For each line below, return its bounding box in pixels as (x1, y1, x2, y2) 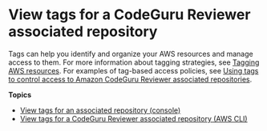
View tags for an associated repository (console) (19, 105, 181, 115)
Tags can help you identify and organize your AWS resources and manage (8, 49, 254, 58)
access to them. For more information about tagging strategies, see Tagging (8, 58, 260, 67)
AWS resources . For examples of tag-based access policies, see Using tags (8, 65, 259, 75)
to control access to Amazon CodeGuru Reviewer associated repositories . (8, 74, 253, 84)
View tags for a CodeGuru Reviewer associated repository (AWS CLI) (19, 113, 248, 123)
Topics (8, 89, 32, 99)
